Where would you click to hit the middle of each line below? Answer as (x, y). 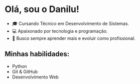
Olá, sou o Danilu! (42, 9)
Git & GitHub (25, 71)
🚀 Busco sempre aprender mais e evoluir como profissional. (74, 38)
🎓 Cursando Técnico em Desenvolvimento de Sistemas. (70, 23)
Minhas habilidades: (37, 54)
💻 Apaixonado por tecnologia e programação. (60, 31)
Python (19, 66)
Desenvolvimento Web (35, 77)
